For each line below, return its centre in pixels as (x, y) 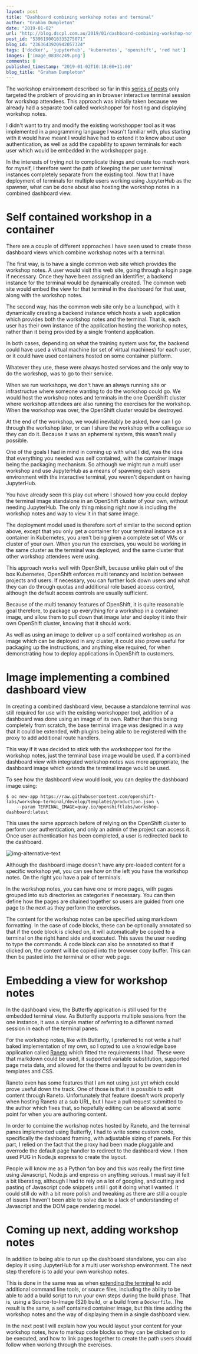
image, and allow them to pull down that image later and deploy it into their (97, 617)
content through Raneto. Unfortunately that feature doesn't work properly (95, 1095)
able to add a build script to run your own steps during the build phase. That (98, 1295)
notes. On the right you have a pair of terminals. (64, 878)
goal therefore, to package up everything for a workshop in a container (92, 611)
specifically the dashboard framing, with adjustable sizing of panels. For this (99, 1138)
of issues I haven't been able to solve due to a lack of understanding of (92, 1200)
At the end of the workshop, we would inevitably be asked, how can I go (94, 422)
